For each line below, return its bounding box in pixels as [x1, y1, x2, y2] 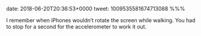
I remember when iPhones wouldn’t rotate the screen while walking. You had [6, 17, 196, 23]
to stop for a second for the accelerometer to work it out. [6, 23, 147, 30]
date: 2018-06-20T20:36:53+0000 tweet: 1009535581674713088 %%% [6, 5, 185, 12]
